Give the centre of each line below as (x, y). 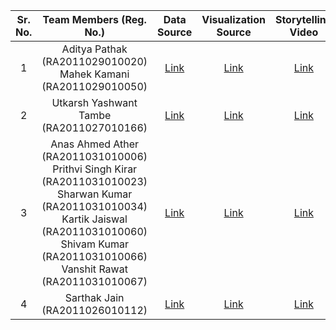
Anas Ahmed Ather (95, 144)
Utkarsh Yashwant (94, 102)
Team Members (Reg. (94, 19)
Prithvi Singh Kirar (95, 169)
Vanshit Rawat (94, 269)
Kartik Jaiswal (94, 219)
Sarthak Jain (94, 297)
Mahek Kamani (94, 74)
